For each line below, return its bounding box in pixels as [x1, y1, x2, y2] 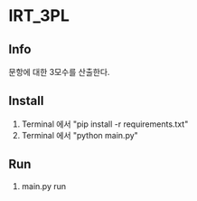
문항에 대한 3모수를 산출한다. [8, 67, 110, 77]
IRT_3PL [8, 5, 70, 26]
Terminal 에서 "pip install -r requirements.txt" [21, 119, 189, 129]
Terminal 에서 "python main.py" [21, 129, 139, 140]
